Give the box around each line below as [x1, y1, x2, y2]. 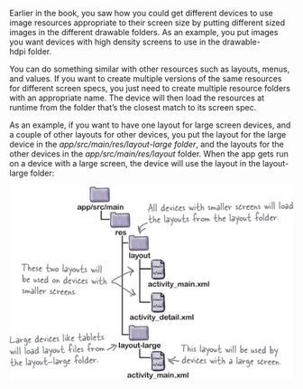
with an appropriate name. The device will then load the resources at [9, 92, 264, 103]
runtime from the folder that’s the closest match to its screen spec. [9, 102, 257, 112]
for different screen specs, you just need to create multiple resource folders [9, 83, 291, 93]
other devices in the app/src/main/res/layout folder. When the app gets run [9, 148, 289, 159]
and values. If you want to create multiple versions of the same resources [9, 73, 282, 84]
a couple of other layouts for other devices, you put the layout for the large [9, 129, 287, 139]
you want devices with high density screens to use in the [9, 36, 221, 47]
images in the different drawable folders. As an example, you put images [9, 27, 279, 37]
